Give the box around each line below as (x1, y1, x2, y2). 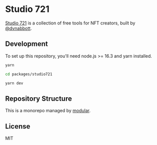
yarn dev (5, 81, 23, 86)
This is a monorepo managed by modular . (5, 108, 91, 114)
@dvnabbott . (5, 25, 32, 31)
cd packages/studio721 (5, 71, 52, 77)
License (5, 122, 30, 131)
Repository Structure (5, 94, 72, 103)
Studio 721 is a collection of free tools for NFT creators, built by (5, 20, 135, 26)
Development (5, 40, 48, 48)
